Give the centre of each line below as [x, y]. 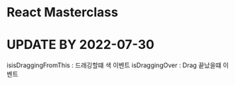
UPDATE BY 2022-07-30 [81, 45]
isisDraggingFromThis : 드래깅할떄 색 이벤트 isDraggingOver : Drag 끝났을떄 [114, 65]
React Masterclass [62, 12]
